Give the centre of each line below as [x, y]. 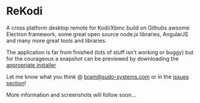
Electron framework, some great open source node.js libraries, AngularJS [97, 34]
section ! [16, 83]
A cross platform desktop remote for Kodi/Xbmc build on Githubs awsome [98, 28]
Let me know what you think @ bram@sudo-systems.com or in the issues [98, 76]
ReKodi [25, 11]
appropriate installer [31, 65]
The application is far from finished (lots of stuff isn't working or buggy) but [100, 52]
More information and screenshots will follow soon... [71, 95]
